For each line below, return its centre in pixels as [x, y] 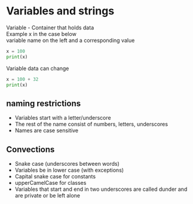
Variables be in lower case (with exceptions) [69, 170]
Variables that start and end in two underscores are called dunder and [101, 189]
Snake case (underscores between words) [67, 164]
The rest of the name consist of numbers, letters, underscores [91, 124]
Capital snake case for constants [55, 176]
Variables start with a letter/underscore [63, 118]
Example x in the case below [41, 34]
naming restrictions [44, 103]
